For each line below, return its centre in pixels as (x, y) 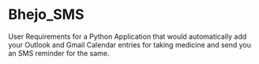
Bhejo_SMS (46, 15)
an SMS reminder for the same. (59, 53)
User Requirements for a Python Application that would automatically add (128, 36)
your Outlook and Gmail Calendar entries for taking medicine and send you (129, 44)
